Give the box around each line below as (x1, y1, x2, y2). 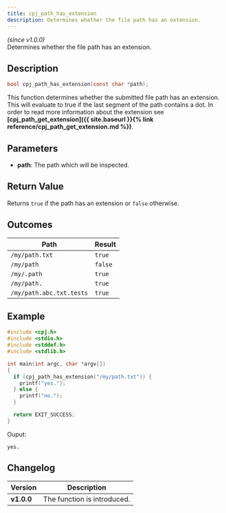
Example (7, 311, 45, 322)
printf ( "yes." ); (19, 379, 67, 386)
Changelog (7, 462, 56, 474)
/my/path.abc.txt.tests (10, 289, 89, 297)
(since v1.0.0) (7, 35, 45, 43)
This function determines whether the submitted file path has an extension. (7, 94, 220, 102)
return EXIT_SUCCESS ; (13, 411, 76, 419)
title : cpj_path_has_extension (7, 10, 97, 17)
